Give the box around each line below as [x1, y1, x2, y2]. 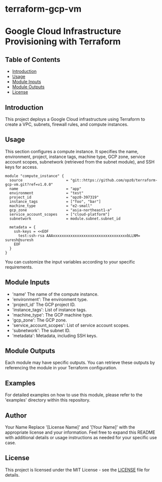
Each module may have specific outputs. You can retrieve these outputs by [5, 360, 155, 365]
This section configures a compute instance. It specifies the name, [5, 148, 139, 154]
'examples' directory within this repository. [5, 397, 90, 403]
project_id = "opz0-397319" [9, 195, 99, 200]
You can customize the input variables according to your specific [5, 259, 135, 264]
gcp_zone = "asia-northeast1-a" [9, 207, 112, 213]
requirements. [5, 264, 33, 270]
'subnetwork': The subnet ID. [12, 327, 71, 333]
